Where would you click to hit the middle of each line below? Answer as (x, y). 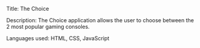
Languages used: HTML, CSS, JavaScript (58, 38)
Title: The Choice (28, 9)
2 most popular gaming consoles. (48, 27)
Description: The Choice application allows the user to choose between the (100, 20)
